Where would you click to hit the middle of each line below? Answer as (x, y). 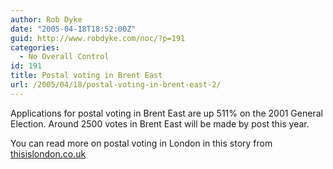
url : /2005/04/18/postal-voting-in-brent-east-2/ (116, 85)
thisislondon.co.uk (48, 153)
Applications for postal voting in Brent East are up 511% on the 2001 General (166, 113)
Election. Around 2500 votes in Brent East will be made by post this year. (160, 123)
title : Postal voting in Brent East (86, 76)
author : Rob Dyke (46, 19)
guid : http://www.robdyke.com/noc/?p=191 (98, 38)
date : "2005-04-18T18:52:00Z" (73, 29)
